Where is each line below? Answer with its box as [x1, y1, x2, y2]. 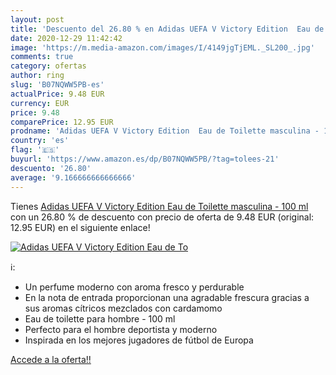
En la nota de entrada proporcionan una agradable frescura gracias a [24, 291, 310, 303]
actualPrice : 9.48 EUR [10, 89, 105, 99]
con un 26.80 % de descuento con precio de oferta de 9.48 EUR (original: [10, 211, 315, 223]
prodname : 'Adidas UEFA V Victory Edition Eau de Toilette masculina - [10, 126, 320, 136]
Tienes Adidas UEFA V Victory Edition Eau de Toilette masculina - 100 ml [10, 200, 309, 212]
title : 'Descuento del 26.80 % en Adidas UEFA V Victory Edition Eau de [10, 24, 325, 34]
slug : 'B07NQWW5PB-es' [10, 80, 105, 90]
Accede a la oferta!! [10, 353, 92, 365]
